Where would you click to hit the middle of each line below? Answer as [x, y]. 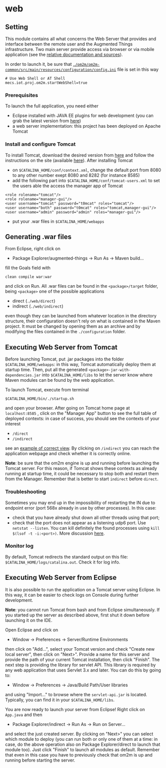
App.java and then [24, 715]
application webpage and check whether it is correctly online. [68, 454]
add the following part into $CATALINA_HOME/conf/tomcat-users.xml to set [86, 180]
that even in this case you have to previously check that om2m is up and [79, 755]
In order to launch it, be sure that [38, 64]
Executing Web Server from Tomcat [61, 347]
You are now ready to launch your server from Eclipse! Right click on [75, 709]
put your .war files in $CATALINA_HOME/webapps [58, 221]
